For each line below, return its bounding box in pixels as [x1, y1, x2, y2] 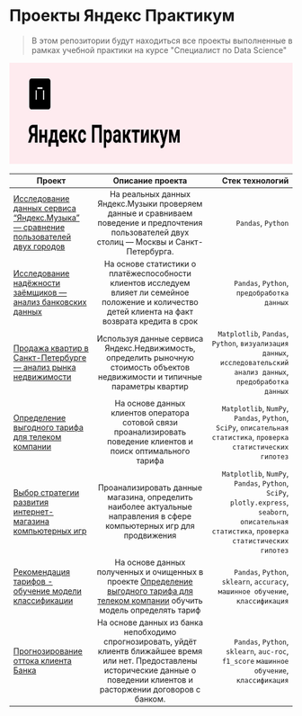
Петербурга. [126, 246, 174, 256]
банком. [134, 694, 166, 704]
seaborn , [258, 506, 289, 517]
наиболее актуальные [107, 501, 193, 513]
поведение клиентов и [107, 436, 193, 447]
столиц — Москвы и [96, 236, 173, 247]
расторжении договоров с [99, 685, 200, 695]
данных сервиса [13, 203, 76, 214]
